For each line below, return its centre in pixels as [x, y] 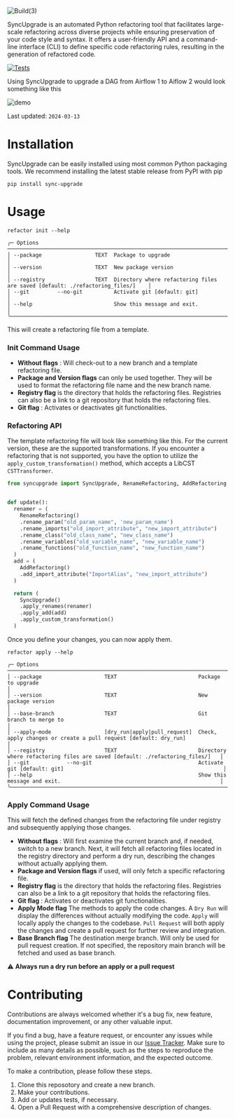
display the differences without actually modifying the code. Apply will [118, 916]
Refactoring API [35, 426]
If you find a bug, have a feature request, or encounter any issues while [110, 1035]
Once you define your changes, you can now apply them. [90, 639]
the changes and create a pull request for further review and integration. [121, 931]
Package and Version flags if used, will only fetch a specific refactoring [121, 871]
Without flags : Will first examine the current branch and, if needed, [115, 841]
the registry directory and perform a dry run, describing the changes [116, 856]
